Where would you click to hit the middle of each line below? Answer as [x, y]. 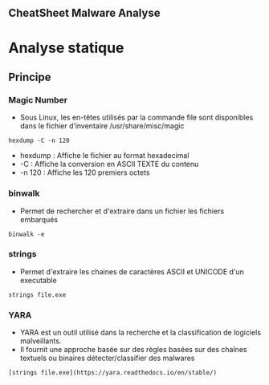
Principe [30, 77]
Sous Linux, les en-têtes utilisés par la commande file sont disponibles [137, 118]
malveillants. [41, 341]
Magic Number [38, 99]
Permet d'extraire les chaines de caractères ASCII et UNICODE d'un [132, 271]
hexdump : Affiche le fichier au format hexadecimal [104, 156]
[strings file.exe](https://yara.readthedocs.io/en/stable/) [113, 373]
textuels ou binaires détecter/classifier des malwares [107, 358]
